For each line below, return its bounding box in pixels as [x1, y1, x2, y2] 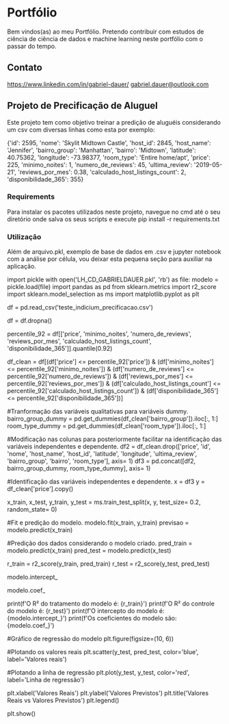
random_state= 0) [7, 505, 57, 514]
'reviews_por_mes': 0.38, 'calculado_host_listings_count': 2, [18, 168, 187, 176]
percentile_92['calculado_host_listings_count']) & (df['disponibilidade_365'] [7, 387, 219, 395]
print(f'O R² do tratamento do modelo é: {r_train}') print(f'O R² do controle [7, 599, 215, 608]
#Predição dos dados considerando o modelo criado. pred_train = [7, 539, 193, 547]
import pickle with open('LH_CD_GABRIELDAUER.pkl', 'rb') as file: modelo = [7, 275, 219, 284]
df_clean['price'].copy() [7, 485, 74, 493]
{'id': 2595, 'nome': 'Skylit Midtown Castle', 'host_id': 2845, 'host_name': [7, 138, 211, 147]
